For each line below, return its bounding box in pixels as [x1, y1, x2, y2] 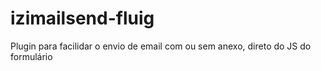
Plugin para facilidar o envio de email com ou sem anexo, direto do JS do [10, 40, 312, 52]
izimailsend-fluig [10, 7, 155, 30]
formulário [10, 50, 53, 62]
